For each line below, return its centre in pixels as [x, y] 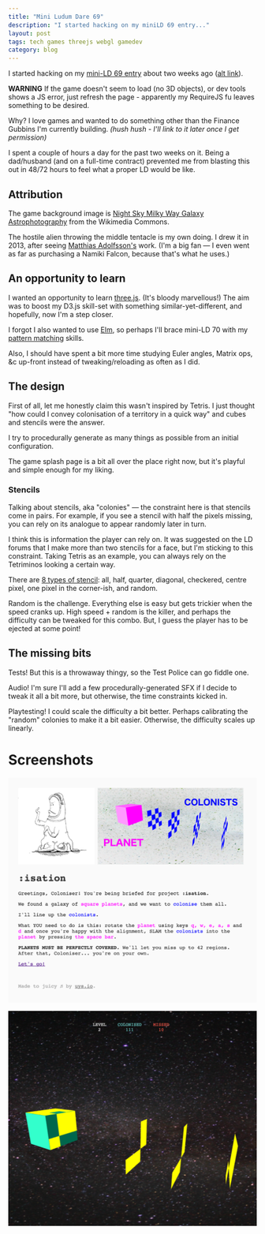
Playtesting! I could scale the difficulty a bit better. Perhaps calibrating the [128, 711]
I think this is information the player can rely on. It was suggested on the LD [131, 539]
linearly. [21, 728]
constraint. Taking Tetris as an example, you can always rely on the [117, 555]
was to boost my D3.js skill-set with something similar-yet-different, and [125, 306]
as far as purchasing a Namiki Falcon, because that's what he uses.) [119, 253]
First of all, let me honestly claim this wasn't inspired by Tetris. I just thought [131, 406]
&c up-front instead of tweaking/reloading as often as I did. [104, 361]
